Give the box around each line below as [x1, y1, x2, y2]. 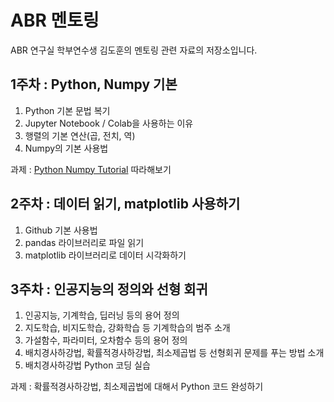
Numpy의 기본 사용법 [24, 142, 109, 154]
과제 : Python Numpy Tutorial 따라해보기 [10, 163, 172, 175]
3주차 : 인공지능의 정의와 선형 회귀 [10, 281, 208, 298]
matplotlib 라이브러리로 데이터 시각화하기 [24, 249, 187, 261]
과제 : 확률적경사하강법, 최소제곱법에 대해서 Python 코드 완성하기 [10, 381, 264, 393]
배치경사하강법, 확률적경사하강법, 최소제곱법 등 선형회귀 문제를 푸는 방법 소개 [24, 347, 325, 359]
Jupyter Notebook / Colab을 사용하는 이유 [24, 117, 194, 129]
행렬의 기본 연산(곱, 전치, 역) [24, 129, 136, 141]
